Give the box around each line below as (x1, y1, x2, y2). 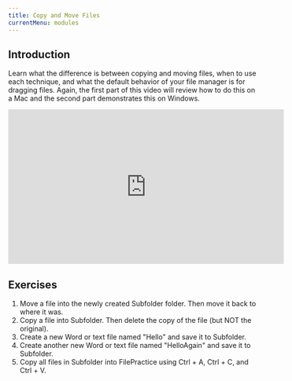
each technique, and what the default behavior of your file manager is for (8, 77, 246, 86)
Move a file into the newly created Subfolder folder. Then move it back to (19, 299, 257, 309)
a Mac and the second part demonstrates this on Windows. (8, 93, 201, 103)
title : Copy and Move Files (8, 11, 101, 20)
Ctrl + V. (19, 366, 46, 376)
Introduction (8, 48, 71, 61)
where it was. (19, 307, 64, 317)
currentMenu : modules (8, 19, 79, 27)
